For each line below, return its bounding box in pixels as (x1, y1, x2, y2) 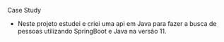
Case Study (7, 6, 41, 14)
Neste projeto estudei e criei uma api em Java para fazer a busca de (17, 20, 217, 27)
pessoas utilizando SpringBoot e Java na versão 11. (17, 27, 167, 35)
